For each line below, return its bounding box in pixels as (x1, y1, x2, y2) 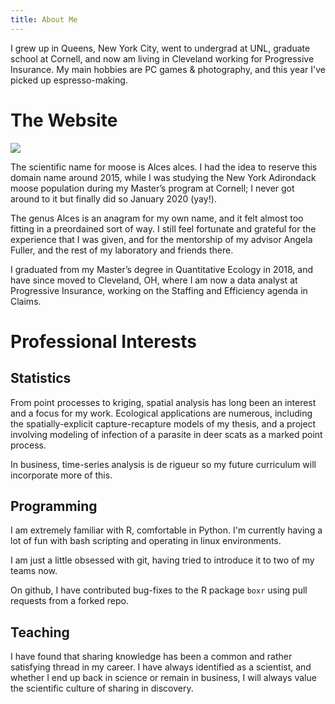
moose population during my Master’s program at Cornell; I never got (10, 182, 295, 194)
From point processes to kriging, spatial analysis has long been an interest (10, 396, 317, 408)
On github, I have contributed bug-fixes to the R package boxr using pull (10, 584, 308, 596)
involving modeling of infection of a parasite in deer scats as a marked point (10, 428, 323, 440)
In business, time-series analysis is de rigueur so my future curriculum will (10, 458, 317, 470)
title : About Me (10, 14, 78, 25)
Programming (10, 497, 98, 515)
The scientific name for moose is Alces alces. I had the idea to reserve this (10, 161, 318, 173)
